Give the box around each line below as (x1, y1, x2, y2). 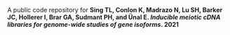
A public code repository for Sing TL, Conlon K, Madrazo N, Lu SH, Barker (7, 6, 223, 14)
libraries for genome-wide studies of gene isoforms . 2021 (7, 21, 179, 28)
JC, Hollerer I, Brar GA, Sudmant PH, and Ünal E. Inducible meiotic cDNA (7, 13, 221, 21)
